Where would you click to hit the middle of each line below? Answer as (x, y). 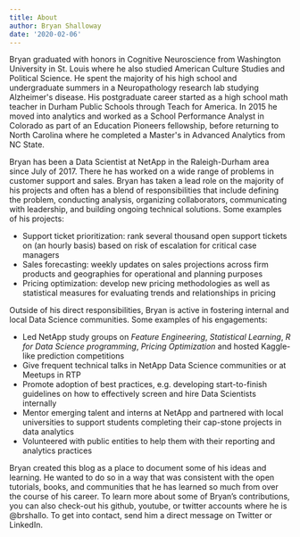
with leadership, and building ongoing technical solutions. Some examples (146, 210)
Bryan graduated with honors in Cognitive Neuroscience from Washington (145, 60)
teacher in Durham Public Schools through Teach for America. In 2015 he (143, 107)
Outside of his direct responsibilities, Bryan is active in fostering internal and (149, 310)
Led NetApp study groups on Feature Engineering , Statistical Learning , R (156, 337)
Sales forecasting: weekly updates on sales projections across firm (146, 265)
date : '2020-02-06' (46, 34)
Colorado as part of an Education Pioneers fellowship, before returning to (144, 126)
